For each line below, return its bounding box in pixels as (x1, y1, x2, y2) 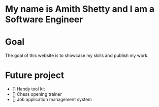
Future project (5, 70, 64, 81)
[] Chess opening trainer (12, 91, 62, 97)
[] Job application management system (12, 97, 92, 103)
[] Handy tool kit (12, 86, 45, 92)
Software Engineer (5, 14, 83, 25)
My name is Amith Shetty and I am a (5, 3, 155, 15)
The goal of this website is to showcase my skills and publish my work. (5, 53, 149, 58)
